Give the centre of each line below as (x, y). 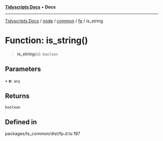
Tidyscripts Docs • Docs (30, 7)
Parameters (23, 69)
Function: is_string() (47, 40)
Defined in (21, 122)
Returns (17, 96)
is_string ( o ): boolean (37, 54)
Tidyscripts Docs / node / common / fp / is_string (54, 21)
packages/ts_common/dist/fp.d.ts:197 (43, 134)
